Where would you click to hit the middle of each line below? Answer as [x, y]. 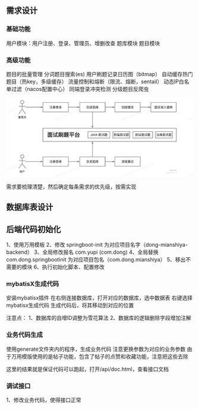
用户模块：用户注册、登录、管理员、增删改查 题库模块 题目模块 [83, 43]
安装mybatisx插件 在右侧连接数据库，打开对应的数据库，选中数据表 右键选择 [99, 298]
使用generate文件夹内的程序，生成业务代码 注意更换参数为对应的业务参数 [96, 349]
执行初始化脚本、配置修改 [73, 267]
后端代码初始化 [34, 229]
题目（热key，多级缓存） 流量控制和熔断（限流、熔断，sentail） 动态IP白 [95, 81]
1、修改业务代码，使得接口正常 [44, 400]
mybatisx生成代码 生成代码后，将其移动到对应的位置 [70, 306]
